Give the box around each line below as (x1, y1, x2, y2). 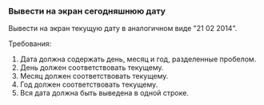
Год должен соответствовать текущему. (19, 80, 158, 89)
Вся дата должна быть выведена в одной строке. (19, 88, 190, 98)
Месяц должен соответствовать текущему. (19, 72, 169, 81)
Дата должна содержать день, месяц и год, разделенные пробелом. (19, 54, 257, 64)
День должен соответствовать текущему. (19, 63, 164, 72)
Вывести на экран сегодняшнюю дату (8, 6, 166, 17)
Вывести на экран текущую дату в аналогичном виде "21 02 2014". (8, 24, 238, 33)
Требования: (8, 39, 52, 49)
